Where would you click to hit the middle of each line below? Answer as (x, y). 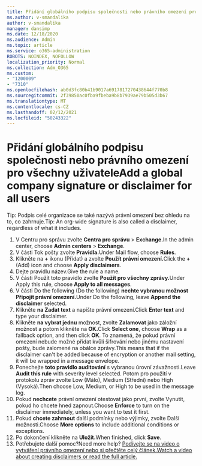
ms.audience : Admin (31, 40)
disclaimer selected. (41, 303)
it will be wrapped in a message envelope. (67, 361)
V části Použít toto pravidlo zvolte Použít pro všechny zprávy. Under (100, 278)
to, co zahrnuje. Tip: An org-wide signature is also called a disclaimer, (92, 222)
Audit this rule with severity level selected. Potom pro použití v (93, 374)
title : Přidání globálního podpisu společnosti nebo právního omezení (97, 12)
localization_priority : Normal (46, 62)
